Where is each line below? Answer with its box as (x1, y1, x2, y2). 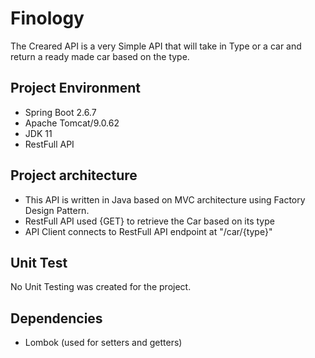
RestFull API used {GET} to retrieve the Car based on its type (24, 215, 275, 227)
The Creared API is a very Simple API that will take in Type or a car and (10, 40, 302, 52)
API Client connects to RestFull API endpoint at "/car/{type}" (24, 225, 273, 237)
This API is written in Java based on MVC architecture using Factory (24, 193, 306, 206)
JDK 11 (24, 127, 53, 139)
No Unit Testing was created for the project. (10, 281, 192, 293)
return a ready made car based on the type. (10, 50, 190, 62)
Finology (10, 7, 85, 30)
